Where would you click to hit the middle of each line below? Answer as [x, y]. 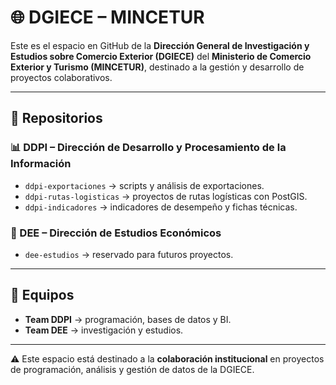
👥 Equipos [42, 295]
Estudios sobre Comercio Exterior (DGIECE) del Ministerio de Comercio [161, 56]
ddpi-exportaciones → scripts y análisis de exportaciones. [144, 185]
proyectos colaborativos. [61, 77]
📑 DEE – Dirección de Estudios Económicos [116, 233]
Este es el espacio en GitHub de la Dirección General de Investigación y [160, 45]
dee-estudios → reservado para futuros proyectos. [129, 254]
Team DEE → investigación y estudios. [104, 330]
